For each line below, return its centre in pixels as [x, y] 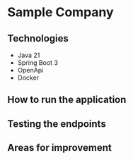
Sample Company [61, 12]
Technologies [38, 38]
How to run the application [67, 100]
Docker [28, 78]
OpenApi [30, 70]
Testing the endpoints [57, 124]
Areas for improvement [59, 148]
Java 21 [29, 55]
